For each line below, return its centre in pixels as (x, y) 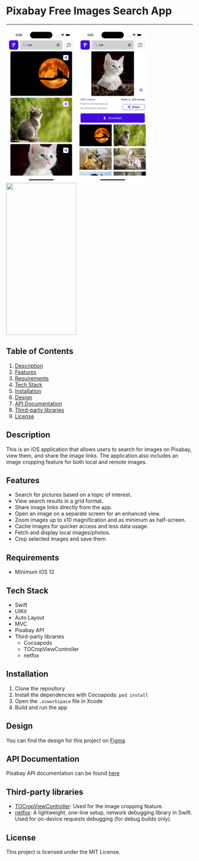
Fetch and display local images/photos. (62, 532)
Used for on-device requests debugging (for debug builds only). (93, 819)
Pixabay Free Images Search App (89, 11)
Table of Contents (40, 351)
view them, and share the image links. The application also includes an (92, 455)
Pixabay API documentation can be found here (63, 773)
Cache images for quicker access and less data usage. (82, 526)
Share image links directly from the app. (63, 507)
